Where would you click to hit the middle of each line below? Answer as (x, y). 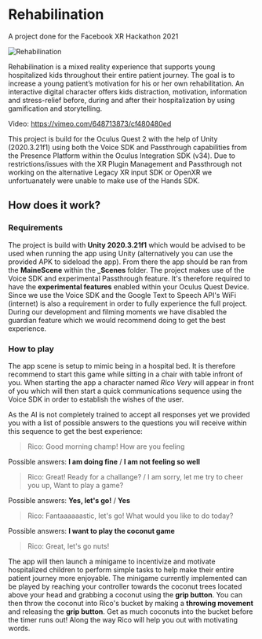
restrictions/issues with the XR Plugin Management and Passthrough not (125, 163)
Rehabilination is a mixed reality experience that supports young (112, 66)
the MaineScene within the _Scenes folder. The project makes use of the (126, 270)
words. (19, 628)
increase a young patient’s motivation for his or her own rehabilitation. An (126, 83)
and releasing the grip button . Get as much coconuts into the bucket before (131, 611)
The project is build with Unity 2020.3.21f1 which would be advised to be (127, 244)
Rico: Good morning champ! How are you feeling (106, 446)
